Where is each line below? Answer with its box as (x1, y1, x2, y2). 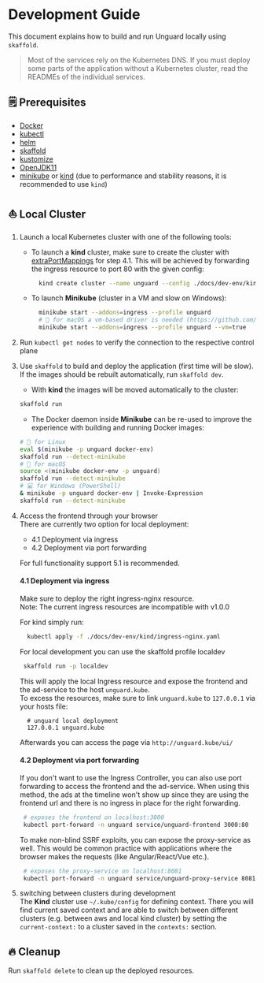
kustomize (19, 154, 53, 163)
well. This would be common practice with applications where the (19, 843, 233, 853)
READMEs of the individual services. (27, 72, 145, 81)
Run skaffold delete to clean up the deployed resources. (8, 966, 195, 975)
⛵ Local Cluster (8, 207, 86, 222)
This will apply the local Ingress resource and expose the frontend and (19, 676, 248, 686)
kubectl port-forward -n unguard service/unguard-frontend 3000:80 (23, 821, 249, 828)
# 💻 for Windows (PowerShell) (19, 482, 122, 490)
